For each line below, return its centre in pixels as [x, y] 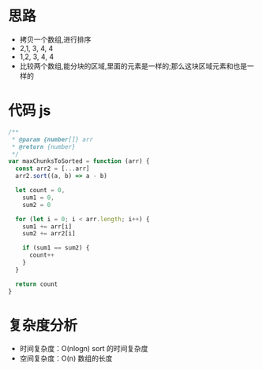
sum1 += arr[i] [47, 226]
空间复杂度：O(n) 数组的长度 [66, 358]
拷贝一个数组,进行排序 [55, 39]
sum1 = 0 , [39, 198]
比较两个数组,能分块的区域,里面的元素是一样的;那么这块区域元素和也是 [133, 66]
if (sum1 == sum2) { [56, 248]
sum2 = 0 [37, 205]
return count [37, 284]
